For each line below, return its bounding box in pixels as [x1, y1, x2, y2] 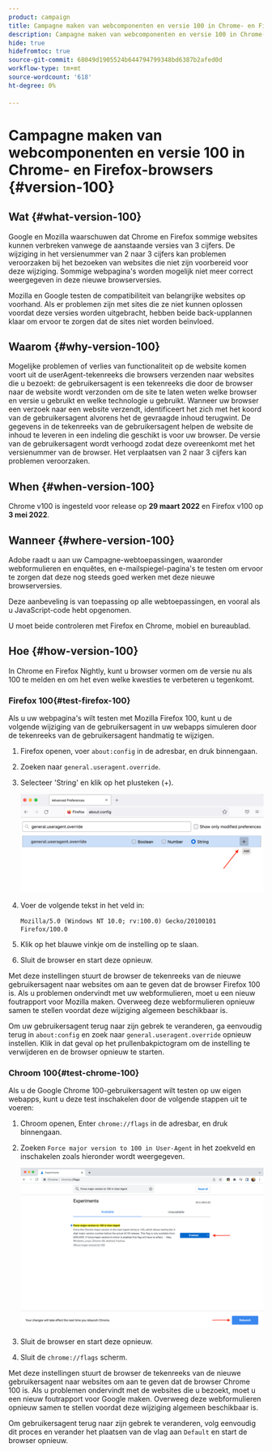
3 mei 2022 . [8, 510, 50, 519]
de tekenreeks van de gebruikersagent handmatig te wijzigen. [8, 730, 215, 740]
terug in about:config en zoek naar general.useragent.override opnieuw [8, 1029, 253, 1039]
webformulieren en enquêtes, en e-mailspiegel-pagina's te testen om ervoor [8, 563, 263, 573]
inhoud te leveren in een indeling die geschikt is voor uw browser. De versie [8, 430, 261, 440]
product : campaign [8, 13, 70, 21]
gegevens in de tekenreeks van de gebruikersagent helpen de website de [8, 422, 253, 432]
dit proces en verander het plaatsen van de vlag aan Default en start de [8, 1427, 248, 1437]
